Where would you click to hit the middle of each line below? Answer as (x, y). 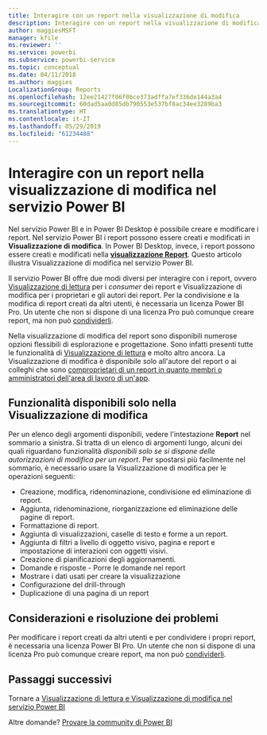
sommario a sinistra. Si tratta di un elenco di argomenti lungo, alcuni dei (125, 443)
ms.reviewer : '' (35, 45)
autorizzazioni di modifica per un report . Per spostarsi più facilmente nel (127, 460)
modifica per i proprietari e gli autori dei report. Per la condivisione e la (124, 295)
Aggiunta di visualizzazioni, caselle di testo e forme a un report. (124, 534)
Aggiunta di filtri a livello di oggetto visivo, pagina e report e (117, 543)
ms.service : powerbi (43, 52)
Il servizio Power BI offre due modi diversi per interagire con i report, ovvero (132, 278)
